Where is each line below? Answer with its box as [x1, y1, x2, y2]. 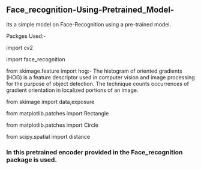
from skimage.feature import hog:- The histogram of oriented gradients [6, 67, 182, 74]
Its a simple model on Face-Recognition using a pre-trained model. [6, 20, 172, 28]
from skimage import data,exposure [6, 98, 95, 105]
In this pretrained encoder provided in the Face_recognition [6, 148, 183, 156]
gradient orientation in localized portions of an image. [6, 87, 139, 94]
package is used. [6, 156, 57, 164]
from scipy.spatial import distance [6, 133, 91, 140]
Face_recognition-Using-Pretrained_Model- [6, 5, 175, 15]
